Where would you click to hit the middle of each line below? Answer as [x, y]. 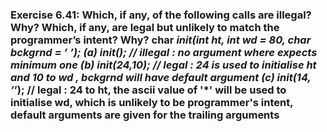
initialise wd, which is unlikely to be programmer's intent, [152, 102]
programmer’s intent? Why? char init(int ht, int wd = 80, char [161, 40]
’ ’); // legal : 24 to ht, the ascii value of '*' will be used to [148, 90]
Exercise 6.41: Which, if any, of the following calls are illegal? [161, 15]
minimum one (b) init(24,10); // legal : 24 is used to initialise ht [163, 65]
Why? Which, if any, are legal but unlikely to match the [145, 27]
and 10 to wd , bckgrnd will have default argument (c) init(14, [161, 77]
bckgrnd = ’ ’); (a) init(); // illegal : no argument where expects [164, 52]
